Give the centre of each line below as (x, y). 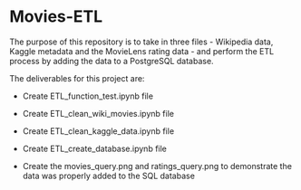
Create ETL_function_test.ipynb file (88, 96)
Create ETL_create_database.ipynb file (95, 148)
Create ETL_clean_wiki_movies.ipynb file (98, 113)
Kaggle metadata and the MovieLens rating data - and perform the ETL (142, 51)
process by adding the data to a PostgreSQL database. (112, 61)
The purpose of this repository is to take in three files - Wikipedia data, (141, 42)
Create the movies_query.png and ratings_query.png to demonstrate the (157, 166)
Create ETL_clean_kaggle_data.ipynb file (98, 131)
